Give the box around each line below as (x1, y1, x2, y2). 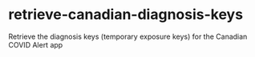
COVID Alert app (8, 40, 63, 49)
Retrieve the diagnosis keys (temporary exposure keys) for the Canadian (8, 32, 248, 41)
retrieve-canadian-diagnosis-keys (8, 6, 243, 24)
